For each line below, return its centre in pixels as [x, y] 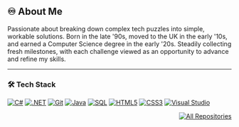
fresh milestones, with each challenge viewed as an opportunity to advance [118, 51]
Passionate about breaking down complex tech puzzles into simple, [106, 28]
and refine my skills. [37, 59]
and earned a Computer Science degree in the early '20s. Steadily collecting [119, 44]
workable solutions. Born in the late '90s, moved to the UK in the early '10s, [117, 36]
